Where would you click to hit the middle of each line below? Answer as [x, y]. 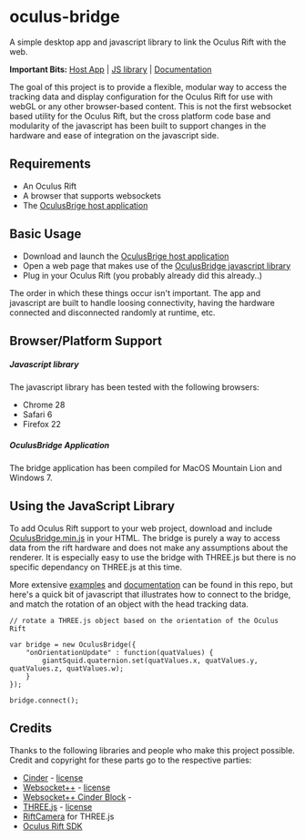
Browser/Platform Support [86, 340]
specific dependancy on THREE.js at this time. [96, 567]
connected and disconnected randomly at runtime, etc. [112, 312]
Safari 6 [37, 414]
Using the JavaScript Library [92, 506]
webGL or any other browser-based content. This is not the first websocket [151, 106]
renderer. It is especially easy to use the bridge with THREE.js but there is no [153, 557]
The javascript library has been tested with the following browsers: [134, 387]
